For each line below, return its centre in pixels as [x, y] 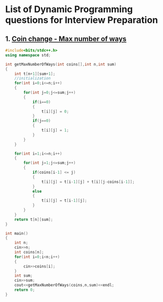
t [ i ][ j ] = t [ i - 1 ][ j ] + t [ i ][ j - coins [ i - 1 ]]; [88, 182]
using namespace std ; [28, 55]
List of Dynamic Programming [69, 9]
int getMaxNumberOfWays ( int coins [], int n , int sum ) [61, 64]
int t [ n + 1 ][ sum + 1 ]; [35, 74]
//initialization [33, 79]
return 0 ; [25, 290]
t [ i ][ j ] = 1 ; [55, 130]
